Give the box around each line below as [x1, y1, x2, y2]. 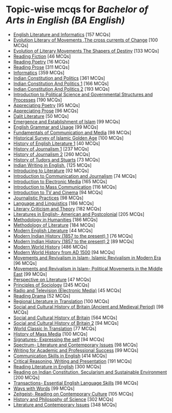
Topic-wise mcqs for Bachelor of [6, 4, 148, 15]
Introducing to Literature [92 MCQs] [13, 168, 89, 174]
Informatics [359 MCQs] [13, 69, 64, 75]
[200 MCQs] [13, 374, 40, 380]
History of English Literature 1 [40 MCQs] [13, 140, 100, 147]
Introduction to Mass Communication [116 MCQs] [13, 183, 117, 190]
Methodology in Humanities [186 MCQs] [13, 216, 98, 222]
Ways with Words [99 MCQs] [13, 385, 75, 391]
